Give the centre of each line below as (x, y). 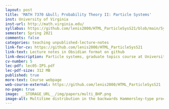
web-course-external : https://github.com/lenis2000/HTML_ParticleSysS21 (83, 84)
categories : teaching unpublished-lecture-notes (57, 43)
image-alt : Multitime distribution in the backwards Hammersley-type (80, 98)
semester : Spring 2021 (29, 33)
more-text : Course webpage (33, 80)
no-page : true (20, 89)
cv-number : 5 (19, 61)
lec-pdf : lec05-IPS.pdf (30, 66)
